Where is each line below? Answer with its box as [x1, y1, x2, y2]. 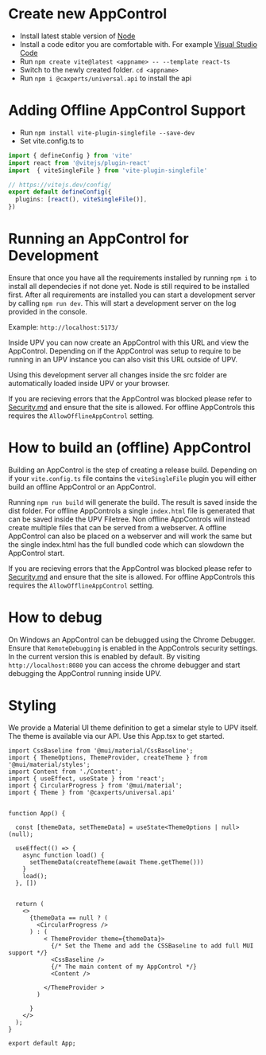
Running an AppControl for [8, 230, 189, 248]
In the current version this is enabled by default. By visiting [8, 651, 201, 661]
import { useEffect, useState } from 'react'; [8, 774, 165, 783]
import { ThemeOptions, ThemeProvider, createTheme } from [8, 753, 208, 761]
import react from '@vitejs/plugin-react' [8, 158, 151, 167]
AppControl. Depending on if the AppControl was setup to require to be [8, 346, 241, 355]
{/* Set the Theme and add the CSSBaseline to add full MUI [50, 941, 254, 950]
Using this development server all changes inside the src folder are [8, 369, 228, 379]
